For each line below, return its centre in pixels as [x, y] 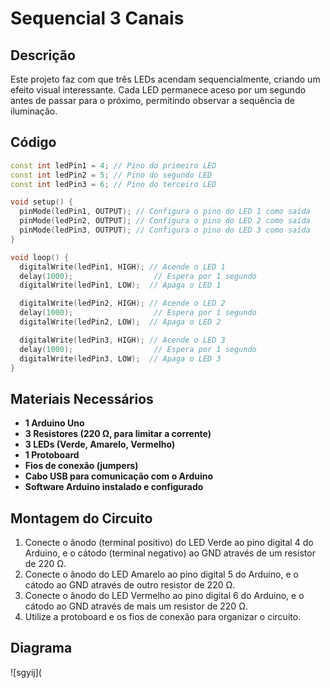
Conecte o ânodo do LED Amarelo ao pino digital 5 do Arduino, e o [161, 574]
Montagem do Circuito [81, 518]
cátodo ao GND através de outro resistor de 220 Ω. [130, 585]
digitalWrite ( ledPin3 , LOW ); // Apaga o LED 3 [120, 358]
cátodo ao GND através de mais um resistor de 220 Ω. [136, 606]
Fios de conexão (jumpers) [81, 466]
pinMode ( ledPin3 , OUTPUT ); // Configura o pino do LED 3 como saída [165, 230]
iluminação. [34, 111]
